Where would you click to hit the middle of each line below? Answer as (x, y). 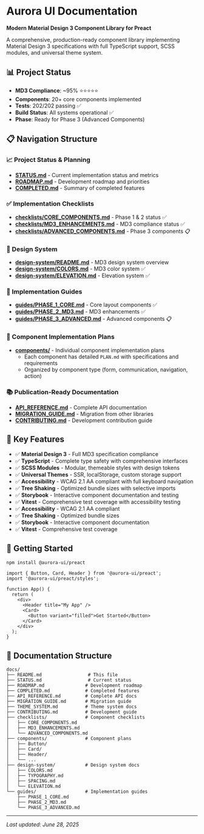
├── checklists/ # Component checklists (76, 718)
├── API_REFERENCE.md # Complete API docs (72, 696)
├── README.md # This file (62, 675)
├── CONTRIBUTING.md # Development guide (72, 712)
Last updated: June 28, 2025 (43, 825)
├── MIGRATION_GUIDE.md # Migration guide (69, 702)
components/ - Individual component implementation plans (90, 350)
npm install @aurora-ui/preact (46, 562)
